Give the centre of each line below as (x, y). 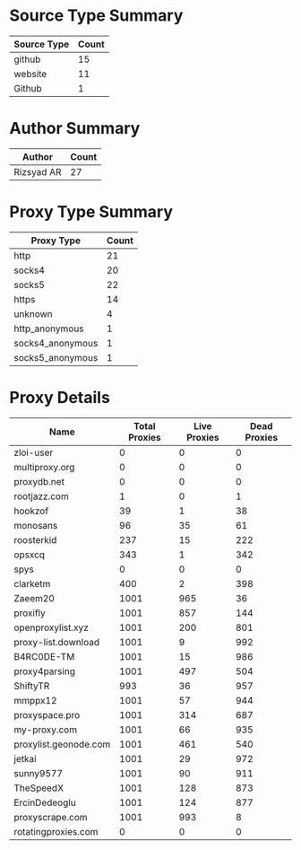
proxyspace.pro (47, 714)
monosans (36, 525)
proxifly (30, 613)
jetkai (26, 758)
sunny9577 (39, 773)
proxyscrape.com (51, 817)
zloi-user (34, 452)
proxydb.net (39, 481)
